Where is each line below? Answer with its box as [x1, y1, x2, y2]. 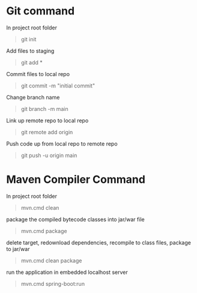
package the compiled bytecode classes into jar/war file [6, 216, 145, 223]
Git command [6, 4, 75, 18]
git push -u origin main [20, 152, 77, 159]
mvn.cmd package [20, 227, 67, 234]
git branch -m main [20, 105, 68, 112]
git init [20, 35, 37, 43]
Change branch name [6, 93, 60, 101]
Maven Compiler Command [6, 173, 146, 186]
